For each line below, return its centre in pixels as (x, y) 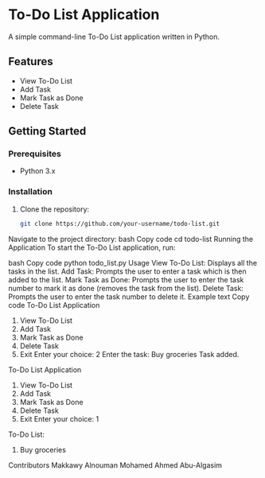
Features (31, 62)
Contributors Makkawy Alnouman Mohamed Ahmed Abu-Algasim (115, 465)
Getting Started (47, 132)
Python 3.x (37, 171)
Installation (31, 192)
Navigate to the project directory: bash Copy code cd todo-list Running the (131, 239)
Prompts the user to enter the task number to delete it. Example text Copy (129, 297)
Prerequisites (35, 154)
